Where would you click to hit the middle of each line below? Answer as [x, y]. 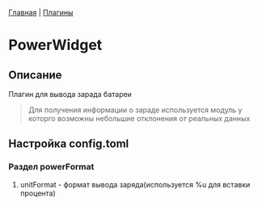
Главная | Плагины [41, 13]
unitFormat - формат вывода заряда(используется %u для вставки [135, 184]
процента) [38, 193]
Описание [35, 75]
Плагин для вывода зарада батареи [70, 94]
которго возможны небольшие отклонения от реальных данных [139, 118]
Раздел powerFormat [51, 167]
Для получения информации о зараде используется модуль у [135, 110]
